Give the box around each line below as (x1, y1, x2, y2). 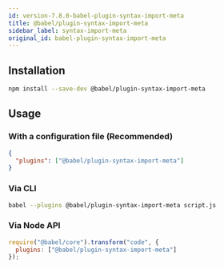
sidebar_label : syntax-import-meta (8, 26, 127, 34)
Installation (8, 63, 66, 77)
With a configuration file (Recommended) (8, 131, 174, 142)
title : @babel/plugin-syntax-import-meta (8, 19, 149, 27)
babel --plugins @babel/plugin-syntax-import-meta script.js (8, 201, 217, 209)
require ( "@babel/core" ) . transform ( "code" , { (8, 238, 159, 246)
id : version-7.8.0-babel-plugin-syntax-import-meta (8, 11, 184, 20)
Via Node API (8, 220, 61, 231)
